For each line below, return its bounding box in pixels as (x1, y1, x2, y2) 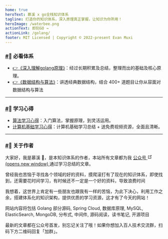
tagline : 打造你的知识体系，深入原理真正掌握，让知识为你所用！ (5, 16, 122, 21)
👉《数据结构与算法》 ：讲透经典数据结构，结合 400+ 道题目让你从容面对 (12, 79, 161, 85)
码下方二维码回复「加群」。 (5, 228, 60, 234)
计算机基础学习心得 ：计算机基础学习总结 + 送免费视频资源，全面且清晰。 (12, 123, 162, 130)
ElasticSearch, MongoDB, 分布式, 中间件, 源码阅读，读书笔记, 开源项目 (5, 211, 149, 217)
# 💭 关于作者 (5, 142, 34, 149)
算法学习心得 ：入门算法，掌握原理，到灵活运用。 (12, 117, 113, 123)
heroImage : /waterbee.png (5, 21, 59, 26)
